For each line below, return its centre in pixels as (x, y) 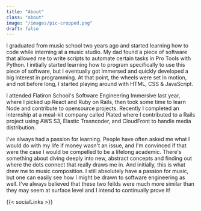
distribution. (21, 127)
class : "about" (25, 17)
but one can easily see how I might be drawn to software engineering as (96, 177)
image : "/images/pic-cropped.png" (50, 23)
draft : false (23, 29)
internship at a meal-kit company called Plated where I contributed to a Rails (101, 115)
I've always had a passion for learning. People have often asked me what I (98, 139)
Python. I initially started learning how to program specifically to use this (96, 65)
